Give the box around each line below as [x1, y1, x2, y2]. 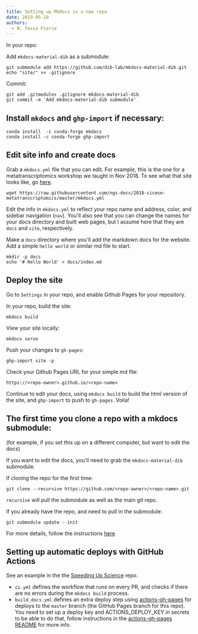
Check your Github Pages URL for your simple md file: [6, 368, 138, 375]
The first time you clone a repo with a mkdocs [6, 414, 178, 424]
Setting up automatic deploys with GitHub [6, 547, 164, 557]
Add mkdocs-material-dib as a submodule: [6, 53, 110, 60]
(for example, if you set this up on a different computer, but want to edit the [6, 439, 190, 446]
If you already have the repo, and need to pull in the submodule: [6, 507, 162, 515]
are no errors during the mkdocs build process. [14, 589, 129, 597]
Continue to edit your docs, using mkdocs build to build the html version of [6, 390, 188, 397]
